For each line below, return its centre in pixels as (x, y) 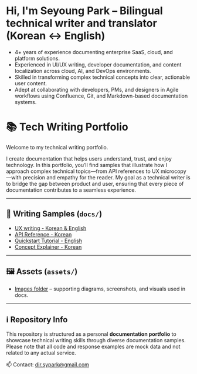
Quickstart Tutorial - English (48, 241)
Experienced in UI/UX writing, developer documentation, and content (98, 64)
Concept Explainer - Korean (48, 247)
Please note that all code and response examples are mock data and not (93, 347)
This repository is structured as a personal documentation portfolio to (91, 334)
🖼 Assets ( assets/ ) (42, 272)
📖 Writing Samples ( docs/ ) (54, 214)
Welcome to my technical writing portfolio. (57, 147)
